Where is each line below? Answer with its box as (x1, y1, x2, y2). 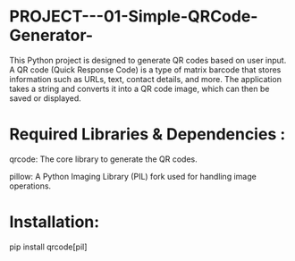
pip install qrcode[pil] (9, 241, 88, 252)
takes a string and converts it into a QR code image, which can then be (9, 83, 270, 94)
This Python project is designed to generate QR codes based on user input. (9, 55, 287, 65)
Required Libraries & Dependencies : (9, 124, 286, 145)
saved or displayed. (9, 92, 82, 104)
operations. (9, 181, 52, 191)
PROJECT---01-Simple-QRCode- (9, 6, 258, 27)
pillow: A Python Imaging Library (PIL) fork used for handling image (9, 171, 257, 181)
